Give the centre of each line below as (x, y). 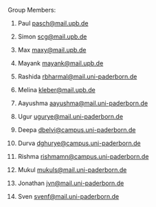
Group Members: (32, 10)
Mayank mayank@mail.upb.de (60, 63)
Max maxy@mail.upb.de (52, 50)
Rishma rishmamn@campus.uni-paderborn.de (83, 156)
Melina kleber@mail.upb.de (56, 90)
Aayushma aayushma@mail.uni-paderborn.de (83, 103)
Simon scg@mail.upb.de (52, 36)
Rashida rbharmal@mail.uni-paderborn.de (77, 76)
